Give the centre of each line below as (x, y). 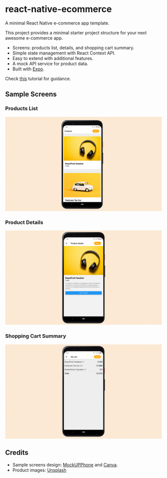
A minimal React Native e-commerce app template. (57, 23)
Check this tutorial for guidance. (38, 78)
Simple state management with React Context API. (64, 53)
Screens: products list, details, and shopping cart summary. (73, 47)
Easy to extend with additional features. (53, 58)
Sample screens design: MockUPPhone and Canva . (65, 465)
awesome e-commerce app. (34, 38)
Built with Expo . (28, 69)
